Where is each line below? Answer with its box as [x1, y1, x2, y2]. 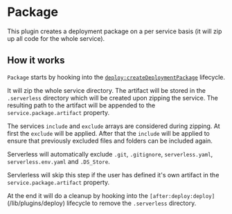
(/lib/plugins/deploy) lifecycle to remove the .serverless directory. [7, 199, 197, 207]
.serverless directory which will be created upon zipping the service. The [7, 93, 218, 102]
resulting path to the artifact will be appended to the [7, 101, 156, 109]
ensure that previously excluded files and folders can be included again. [7, 136, 213, 145]
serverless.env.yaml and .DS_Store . [7, 157, 111, 166]
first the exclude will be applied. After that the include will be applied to [7, 129, 210, 137]
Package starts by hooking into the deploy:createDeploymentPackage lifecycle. [7, 73, 225, 81]
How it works [7, 55, 65, 66]
